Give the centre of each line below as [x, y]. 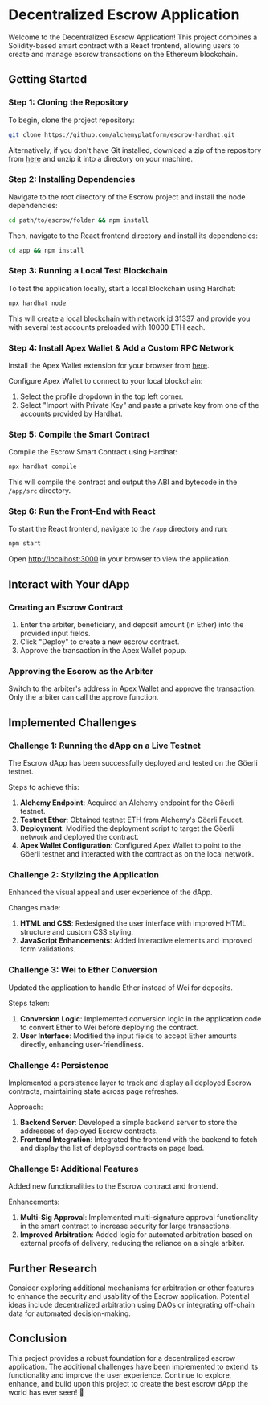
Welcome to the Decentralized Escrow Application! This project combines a [133, 37]
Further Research [53, 1268]
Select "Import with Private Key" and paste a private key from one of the [139, 405]
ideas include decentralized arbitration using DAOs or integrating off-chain [132, 1305]
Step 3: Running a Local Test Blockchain [88, 271]
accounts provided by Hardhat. [71, 414]
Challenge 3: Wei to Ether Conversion [83, 970]
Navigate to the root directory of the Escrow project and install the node [127, 197]
